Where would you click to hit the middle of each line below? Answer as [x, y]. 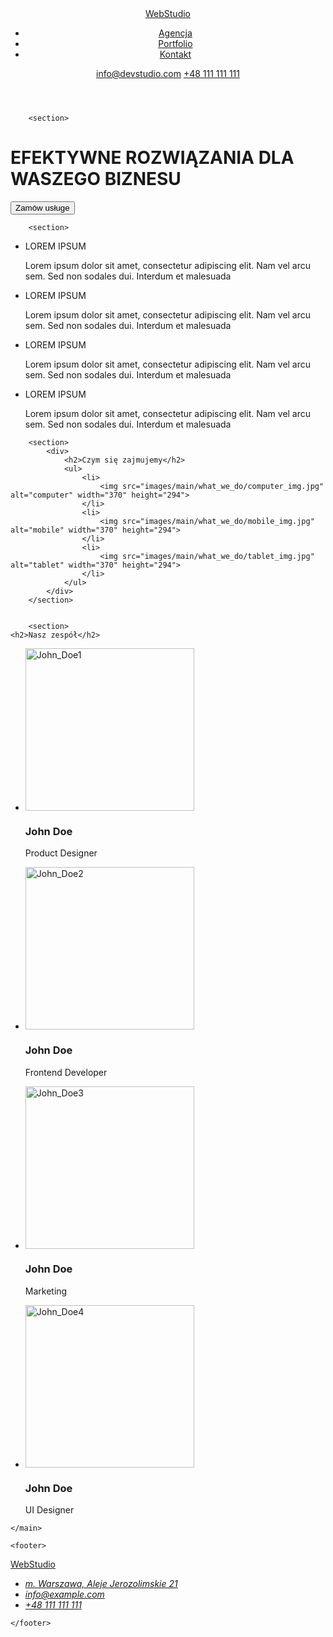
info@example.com [64, 1594]
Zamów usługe [42, 207]
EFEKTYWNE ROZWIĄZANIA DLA [152, 158]
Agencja [175, 33]
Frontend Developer [66, 1072]
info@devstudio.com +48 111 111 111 [168, 73]
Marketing [46, 1291]
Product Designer [61, 853]
